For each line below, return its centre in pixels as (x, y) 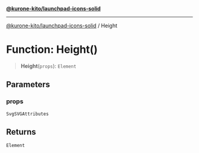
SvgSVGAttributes (28, 114)
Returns (21, 132)
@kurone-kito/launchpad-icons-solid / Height (62, 26)
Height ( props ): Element (49, 66)
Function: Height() (52, 50)
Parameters (28, 85)
